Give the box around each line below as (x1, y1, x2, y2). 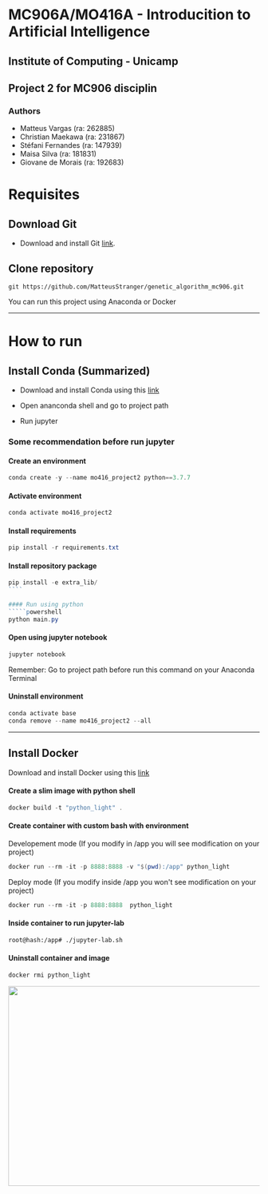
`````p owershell (8, 608, 62, 616)
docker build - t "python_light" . (8, 803, 124, 812)
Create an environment (8, 456, 86, 465)
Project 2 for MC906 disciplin (8, 82, 158, 95)
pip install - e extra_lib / (8, 579, 98, 587)
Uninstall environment (8, 691, 84, 701)
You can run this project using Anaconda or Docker (8, 297, 177, 307)
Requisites (8, 185, 81, 204)
